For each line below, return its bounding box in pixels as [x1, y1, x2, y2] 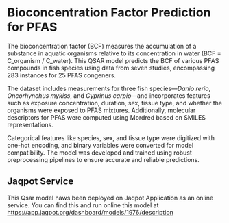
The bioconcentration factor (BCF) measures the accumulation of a [7, 42, 197, 50]
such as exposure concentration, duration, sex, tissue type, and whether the [7, 99, 223, 107]
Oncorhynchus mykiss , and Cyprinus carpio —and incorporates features [7, 91, 210, 100]
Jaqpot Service [7, 176, 74, 187]
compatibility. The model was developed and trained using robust [7, 148, 192, 157]
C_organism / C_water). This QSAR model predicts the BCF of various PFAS [7, 56, 219, 64]
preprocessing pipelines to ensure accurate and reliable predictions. [7, 155, 200, 163]
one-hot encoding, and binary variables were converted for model [7, 141, 194, 149]
